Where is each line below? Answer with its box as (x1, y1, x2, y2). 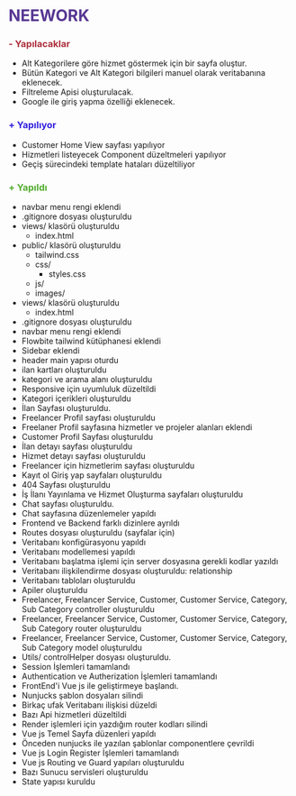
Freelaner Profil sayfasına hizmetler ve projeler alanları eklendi (21, 422, 253, 433)
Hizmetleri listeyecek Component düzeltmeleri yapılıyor (21, 149, 227, 160)
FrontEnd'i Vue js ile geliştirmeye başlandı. (21, 681, 179, 691)
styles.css (48, 269, 86, 279)
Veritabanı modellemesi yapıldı (21, 546, 136, 557)
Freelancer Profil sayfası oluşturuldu (21, 412, 156, 424)
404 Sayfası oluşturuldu (21, 480, 112, 490)
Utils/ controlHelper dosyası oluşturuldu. (21, 652, 172, 663)
